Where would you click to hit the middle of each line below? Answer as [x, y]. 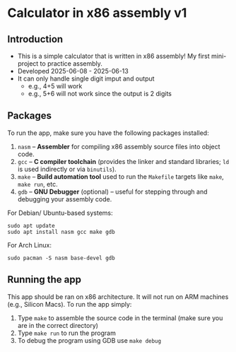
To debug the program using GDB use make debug [89, 340]
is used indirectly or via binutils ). [67, 169]
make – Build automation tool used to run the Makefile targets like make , [120, 176]
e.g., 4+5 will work [55, 86]
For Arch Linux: [29, 245]
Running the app [44, 280]
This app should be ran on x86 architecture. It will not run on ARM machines [118, 297]
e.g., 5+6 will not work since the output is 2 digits [100, 94]
